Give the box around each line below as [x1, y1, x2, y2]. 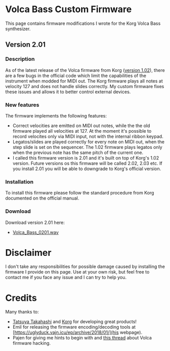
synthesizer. [5, 25, 31, 31]
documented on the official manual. [5, 195, 80, 201]
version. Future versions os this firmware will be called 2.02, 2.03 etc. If [12, 160, 162, 166]
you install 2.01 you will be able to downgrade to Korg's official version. [12, 166, 161, 172]
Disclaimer [5, 247, 52, 258]
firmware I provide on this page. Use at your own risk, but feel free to [5, 269, 150, 275]
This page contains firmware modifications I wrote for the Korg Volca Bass [5, 20, 161, 26]
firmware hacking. [12, 340, 51, 346]
